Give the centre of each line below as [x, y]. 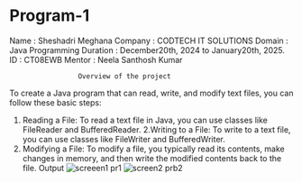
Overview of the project [124, 76]
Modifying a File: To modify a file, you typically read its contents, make [154, 149]
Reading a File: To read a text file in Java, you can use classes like [145, 120]
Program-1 [50, 16]
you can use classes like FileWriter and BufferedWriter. [124, 139]
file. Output [43, 168]
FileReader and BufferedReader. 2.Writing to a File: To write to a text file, [156, 129]
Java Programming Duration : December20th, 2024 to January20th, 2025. [147, 50]
